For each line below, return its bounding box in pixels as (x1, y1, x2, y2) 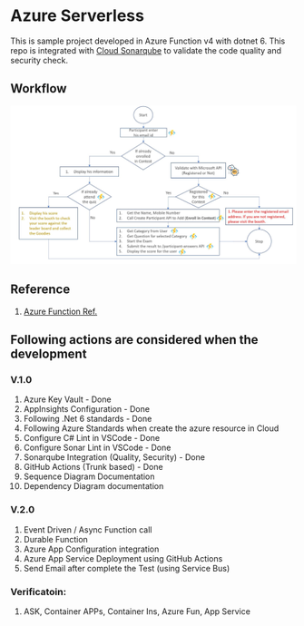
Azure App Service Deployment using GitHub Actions (23, 553, 223, 563)
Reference (10, 282, 71, 298)
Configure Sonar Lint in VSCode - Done (23, 442, 172, 454)
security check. (10, 54, 69, 65)
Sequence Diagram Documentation (23, 471, 155, 482)
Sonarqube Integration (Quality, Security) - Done (23, 452, 205, 463)
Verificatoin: (10, 585, 67, 598)
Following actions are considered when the (10, 332, 259, 347)
